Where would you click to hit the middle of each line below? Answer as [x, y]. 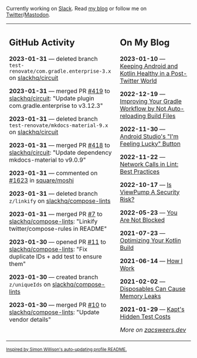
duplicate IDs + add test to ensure [56, 256]
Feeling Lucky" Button [150, 144]
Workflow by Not [143, 108]
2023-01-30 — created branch [54, 277]
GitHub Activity [42, 42]
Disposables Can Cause [153, 288]
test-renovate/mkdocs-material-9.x [59, 125]
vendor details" [30, 319]
